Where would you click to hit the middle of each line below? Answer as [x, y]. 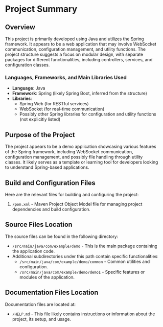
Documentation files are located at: [40, 304]
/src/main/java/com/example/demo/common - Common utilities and [85, 261]
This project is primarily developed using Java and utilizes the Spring [75, 39]
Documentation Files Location [52, 292]
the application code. [34, 251]
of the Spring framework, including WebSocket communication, [69, 152]
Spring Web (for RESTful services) [54, 104]
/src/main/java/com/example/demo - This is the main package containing [85, 246]
